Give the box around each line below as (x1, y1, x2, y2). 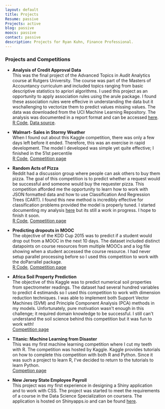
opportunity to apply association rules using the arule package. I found (12, 94, 157, 100)
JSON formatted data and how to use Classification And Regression (12, 192, 151, 198)
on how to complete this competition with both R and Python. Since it (12, 352, 153, 358)
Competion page (12, 367, 47, 374)
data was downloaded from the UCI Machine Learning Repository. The (12, 109, 156, 115)
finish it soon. (12, 212, 41, 218)
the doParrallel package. (12, 259, 63, 265)
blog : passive (5, 26, 35, 31)
